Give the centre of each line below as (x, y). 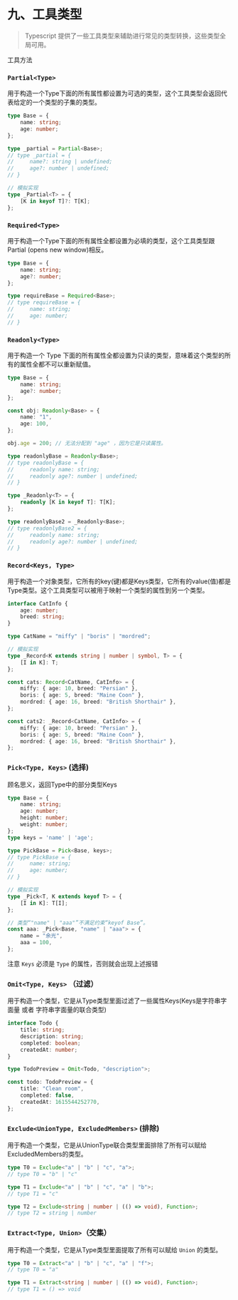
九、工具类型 (45, 15)
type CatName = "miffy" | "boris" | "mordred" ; (79, 636)
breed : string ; (43, 617)
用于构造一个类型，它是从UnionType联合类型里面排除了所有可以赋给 (107, 1145)
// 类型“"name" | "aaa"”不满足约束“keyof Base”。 (78, 923)
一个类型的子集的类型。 (66, 102)
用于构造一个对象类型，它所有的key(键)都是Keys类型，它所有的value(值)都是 (119, 581)
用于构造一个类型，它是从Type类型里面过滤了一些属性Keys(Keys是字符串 (114, 1001)
